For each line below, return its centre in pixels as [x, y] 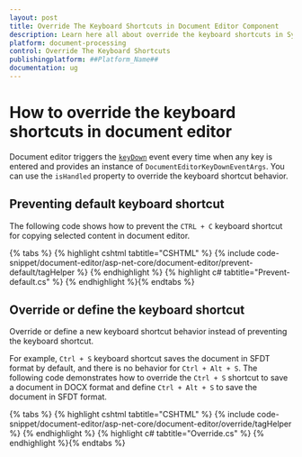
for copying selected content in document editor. [100, 235]
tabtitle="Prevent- [257, 272]
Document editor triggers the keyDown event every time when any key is [141, 156]
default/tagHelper [42, 272]
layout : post [34, 18]
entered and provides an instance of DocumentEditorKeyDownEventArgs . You [147, 166]
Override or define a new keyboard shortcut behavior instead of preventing [148, 332]
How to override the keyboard [123, 113]
